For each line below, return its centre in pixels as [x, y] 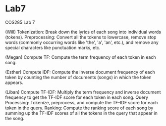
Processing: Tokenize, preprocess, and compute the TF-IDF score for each [82, 102]
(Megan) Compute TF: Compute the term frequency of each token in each [81, 57]
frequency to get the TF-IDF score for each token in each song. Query [77, 97]
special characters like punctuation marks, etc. [53, 47]
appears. [14, 83]
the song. [15, 118]
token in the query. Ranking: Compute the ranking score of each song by [79, 108]
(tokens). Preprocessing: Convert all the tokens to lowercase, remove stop [81, 37]
